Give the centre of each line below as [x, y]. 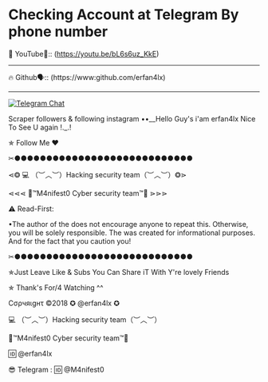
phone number [58, 32]
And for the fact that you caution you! [70, 241]
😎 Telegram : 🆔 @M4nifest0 [57, 369]
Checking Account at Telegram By [124, 15]
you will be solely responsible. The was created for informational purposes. [132, 233]
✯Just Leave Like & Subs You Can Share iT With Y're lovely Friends [119, 272]
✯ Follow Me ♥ [34, 142]
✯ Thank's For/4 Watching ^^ [56, 287]
